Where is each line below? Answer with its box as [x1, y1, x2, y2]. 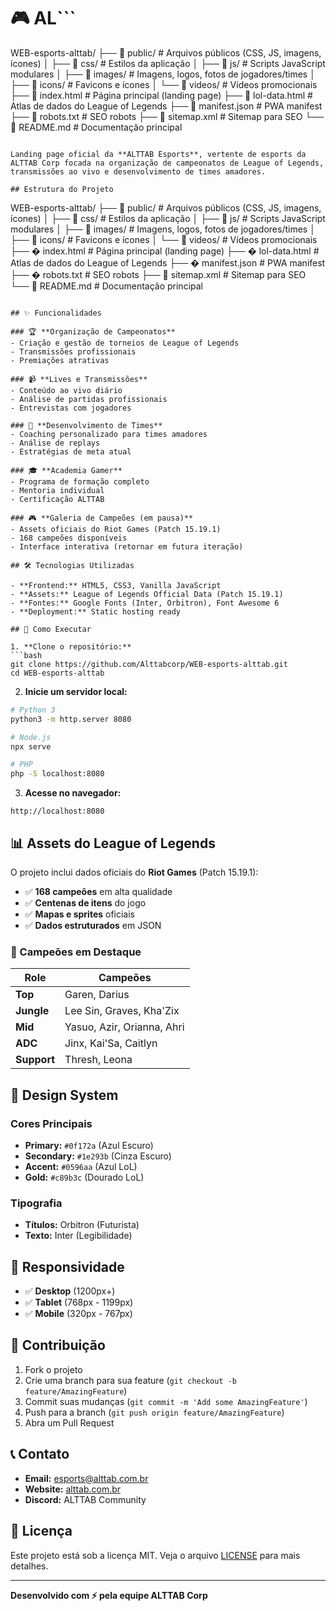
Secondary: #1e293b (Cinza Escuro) [24, 1150, 172, 1162]
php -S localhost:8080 [10, 769, 105, 779]
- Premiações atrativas [10, 355, 110, 365]
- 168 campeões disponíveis [10, 533, 128, 543]
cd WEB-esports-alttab [10, 668, 105, 678]
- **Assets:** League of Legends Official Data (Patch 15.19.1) [10, 589, 284, 599]
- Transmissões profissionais [10, 346, 137, 357]
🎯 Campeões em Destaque [10, 945, 142, 959]
